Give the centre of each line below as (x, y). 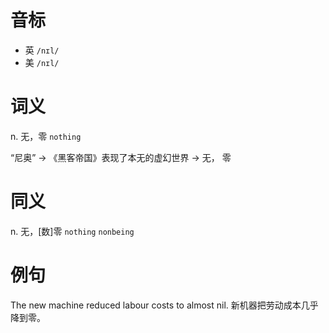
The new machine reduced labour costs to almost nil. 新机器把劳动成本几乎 (164, 305)
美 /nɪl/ (42, 62)
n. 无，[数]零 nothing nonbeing (72, 231)
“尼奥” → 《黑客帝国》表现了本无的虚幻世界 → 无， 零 (121, 157)
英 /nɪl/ (42, 50)
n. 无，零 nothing (46, 136)
